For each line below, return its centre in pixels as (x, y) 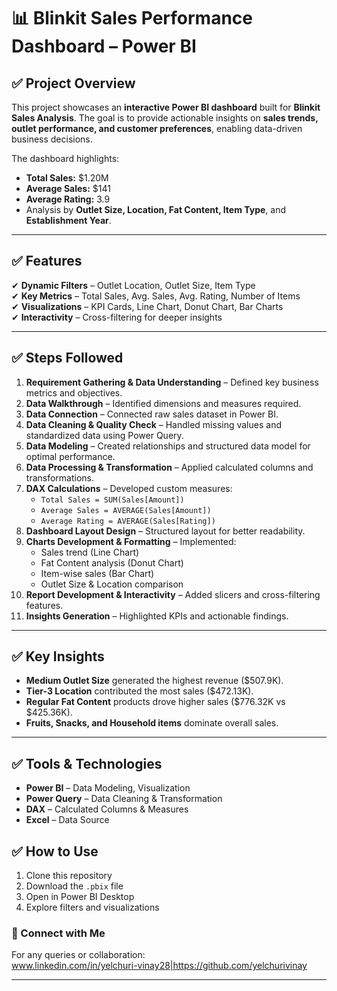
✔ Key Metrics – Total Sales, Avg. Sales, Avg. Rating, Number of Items (156, 296)
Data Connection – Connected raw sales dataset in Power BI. (152, 414)
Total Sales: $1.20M (67, 178)
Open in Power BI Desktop (80, 897)
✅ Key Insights (58, 656)
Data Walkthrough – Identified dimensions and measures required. (163, 403)
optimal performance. (70, 456)
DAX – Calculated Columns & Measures (107, 809)
